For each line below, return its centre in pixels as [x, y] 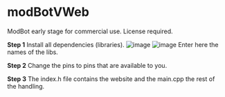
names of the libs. [33, 52]
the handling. [26, 86]
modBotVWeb [48, 12]
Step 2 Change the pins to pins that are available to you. [87, 65]
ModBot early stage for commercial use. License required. [90, 31]
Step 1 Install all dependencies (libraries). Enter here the [113, 44]
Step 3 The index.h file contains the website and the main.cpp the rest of [111, 79]
